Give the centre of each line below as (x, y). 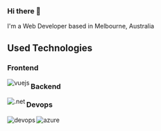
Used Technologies (50, 48)
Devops (40, 105)
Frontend (23, 67)
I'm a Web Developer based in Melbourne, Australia (81, 26)
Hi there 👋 (24, 11)
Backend (46, 86)
